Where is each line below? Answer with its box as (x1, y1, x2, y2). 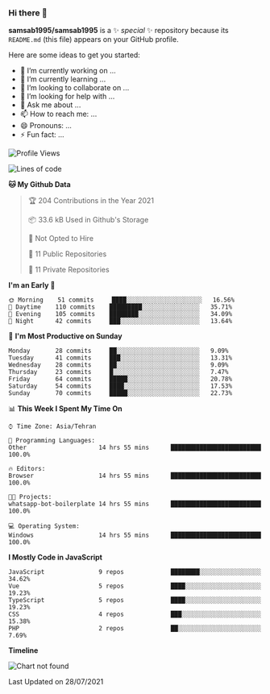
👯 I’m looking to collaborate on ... (19, 83, 130, 93)
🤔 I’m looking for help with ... (19, 92, 115, 102)
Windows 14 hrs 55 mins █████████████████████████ (8, 531, 262, 539)
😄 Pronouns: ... (19, 121, 73, 131)
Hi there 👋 (8, 7, 48, 19)
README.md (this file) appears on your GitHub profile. (8, 35, 179, 44)
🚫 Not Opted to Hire (27, 234, 94, 243)
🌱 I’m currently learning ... (19, 74, 106, 84)
